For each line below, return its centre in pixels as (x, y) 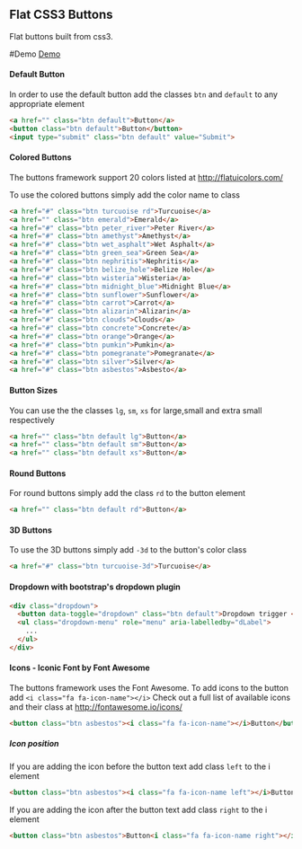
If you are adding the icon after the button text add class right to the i (138, 809)
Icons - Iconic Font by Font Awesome (80, 668)
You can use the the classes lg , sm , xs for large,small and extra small (136, 410)
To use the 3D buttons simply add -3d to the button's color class (128, 550)
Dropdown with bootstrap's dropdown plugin (95, 587)
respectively (32, 420)
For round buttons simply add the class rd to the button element (127, 493)
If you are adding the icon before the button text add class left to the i (140, 766)
